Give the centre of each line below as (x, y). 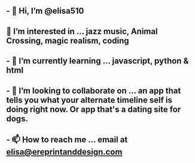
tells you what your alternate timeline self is (89, 100)
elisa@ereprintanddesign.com (64, 152)
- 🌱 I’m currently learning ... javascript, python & (97, 61)
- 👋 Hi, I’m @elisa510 (45, 11)
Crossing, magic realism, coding (68, 40)
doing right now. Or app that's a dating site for (94, 109)
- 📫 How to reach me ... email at (67, 139)
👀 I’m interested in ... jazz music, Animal (82, 31)
